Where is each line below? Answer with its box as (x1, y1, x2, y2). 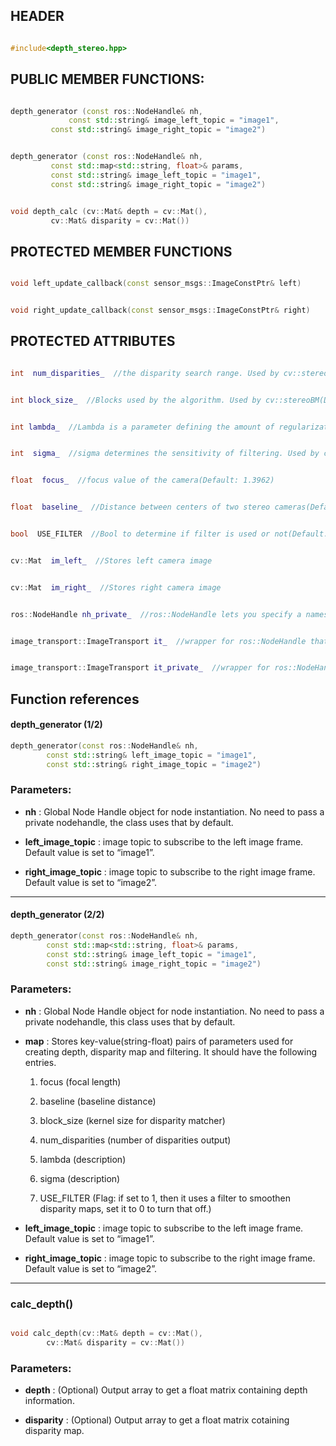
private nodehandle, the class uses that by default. (24, 816, 234, 828)
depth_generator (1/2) (10, 719, 103, 731)
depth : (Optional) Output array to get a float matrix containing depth (24, 1384, 308, 1396)
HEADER (10, 8, 65, 25)
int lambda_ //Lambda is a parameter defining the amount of (10, 422, 275, 432)
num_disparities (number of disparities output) (39, 1134, 232, 1146)
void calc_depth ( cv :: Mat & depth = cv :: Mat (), (10, 1329, 203, 1339)
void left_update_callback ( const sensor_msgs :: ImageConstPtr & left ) (10, 279, 302, 289)
